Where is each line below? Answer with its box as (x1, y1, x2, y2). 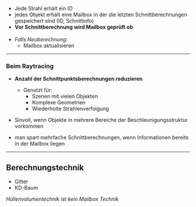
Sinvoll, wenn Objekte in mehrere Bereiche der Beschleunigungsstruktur (14, 117, 188, 124)
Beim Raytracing (6, 62, 54, 70)
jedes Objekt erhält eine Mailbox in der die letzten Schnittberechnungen (14, 11, 188, 18)
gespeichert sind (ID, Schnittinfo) (14, 17, 94, 24)
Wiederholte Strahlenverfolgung (32, 105, 109, 113)
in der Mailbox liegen (14, 140, 65, 148)
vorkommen (14, 122, 44, 130)
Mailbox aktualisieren (23, 42, 75, 49)
